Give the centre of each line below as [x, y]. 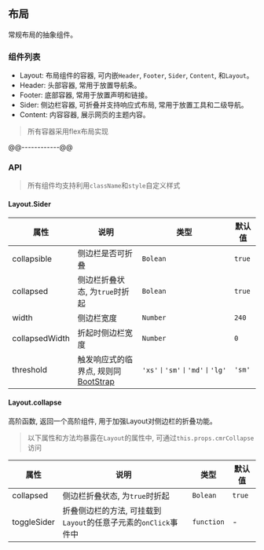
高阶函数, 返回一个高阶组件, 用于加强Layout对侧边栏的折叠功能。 [113, 421]
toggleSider [33, 522]
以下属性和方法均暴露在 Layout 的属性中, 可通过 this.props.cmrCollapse [141, 438]
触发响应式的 [101, 359]
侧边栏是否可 [101, 253]
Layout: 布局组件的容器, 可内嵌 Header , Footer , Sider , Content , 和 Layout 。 [136, 75]
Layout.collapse [35, 402]
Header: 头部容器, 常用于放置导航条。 [80, 86]
